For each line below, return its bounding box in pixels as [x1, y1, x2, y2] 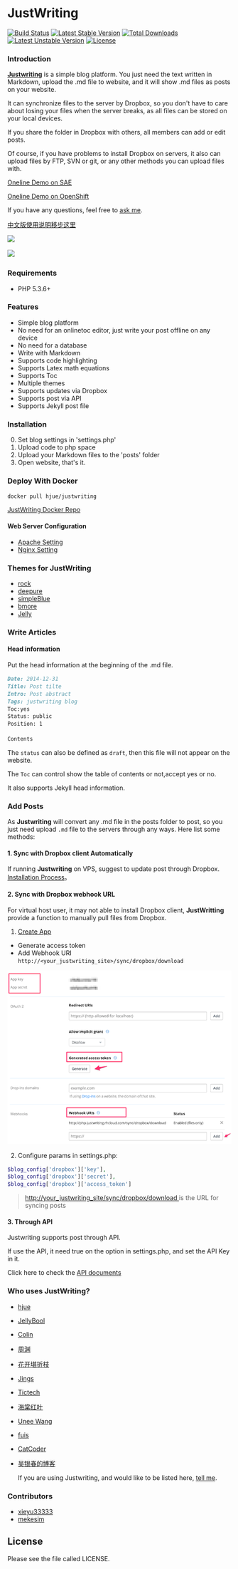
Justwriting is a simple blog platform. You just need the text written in [7, 70, 212, 79]
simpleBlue [17, 594, 50, 603]
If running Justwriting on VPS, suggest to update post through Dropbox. [7, 865, 220, 873]
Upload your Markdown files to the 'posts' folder [17, 451, 160, 459]
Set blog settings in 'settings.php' [17, 436, 117, 444]
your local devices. [7, 114, 63, 123]
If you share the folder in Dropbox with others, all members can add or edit [7, 128, 226, 137]
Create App [17, 927, 52, 936]
